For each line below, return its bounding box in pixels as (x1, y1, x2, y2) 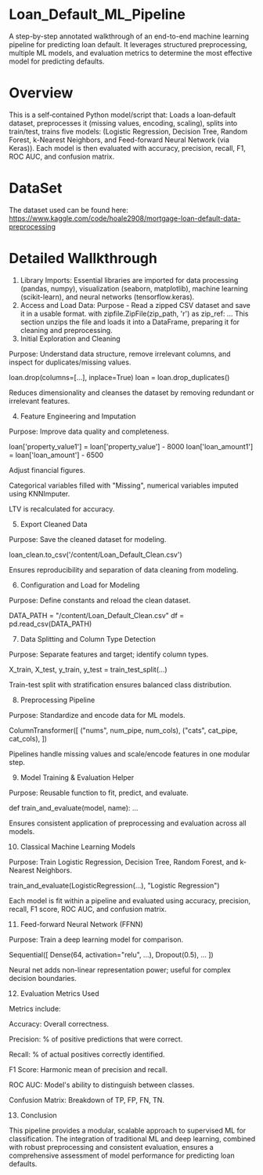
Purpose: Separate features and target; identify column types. (9, 650, 209, 659)
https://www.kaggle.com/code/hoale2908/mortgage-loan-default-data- (9, 214, 241, 223)
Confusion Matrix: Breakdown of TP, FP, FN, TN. (9, 1095, 165, 1104)
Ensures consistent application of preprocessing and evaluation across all (9, 818, 247, 828)
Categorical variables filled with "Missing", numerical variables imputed (9, 481, 239, 490)
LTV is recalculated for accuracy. (9, 504, 115, 514)
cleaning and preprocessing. (20, 325, 113, 335)
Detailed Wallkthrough (9, 250, 157, 267)
